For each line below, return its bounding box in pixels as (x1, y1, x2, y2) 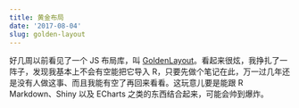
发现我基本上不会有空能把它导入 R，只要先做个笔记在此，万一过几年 (32, 66, 283, 77)
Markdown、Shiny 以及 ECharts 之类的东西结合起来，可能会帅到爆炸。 (9, 88, 270, 99)
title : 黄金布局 (9, 12, 64, 22)
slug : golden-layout (9, 29, 87, 38)
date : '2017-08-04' (9, 21, 82, 30)
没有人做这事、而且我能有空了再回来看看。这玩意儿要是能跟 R (16, 78, 244, 88)
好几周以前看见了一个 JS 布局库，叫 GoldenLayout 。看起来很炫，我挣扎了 (9, 55, 280, 66)
